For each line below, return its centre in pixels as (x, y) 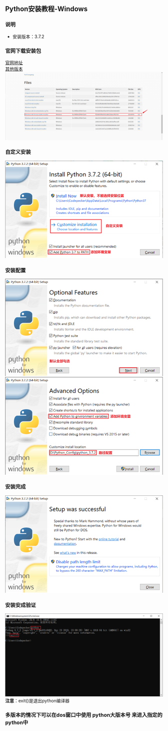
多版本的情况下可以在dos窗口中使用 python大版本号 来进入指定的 (84, 715)
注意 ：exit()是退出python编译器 (37, 700)
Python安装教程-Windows (46, 9)
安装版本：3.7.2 (28, 36)
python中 (17, 722)
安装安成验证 (21, 605)
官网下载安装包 (23, 51)
